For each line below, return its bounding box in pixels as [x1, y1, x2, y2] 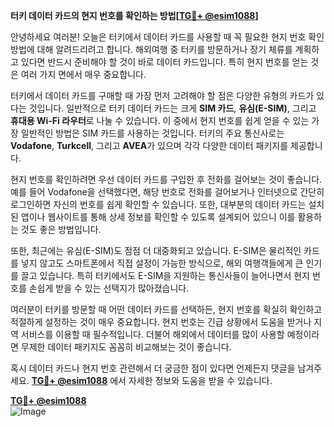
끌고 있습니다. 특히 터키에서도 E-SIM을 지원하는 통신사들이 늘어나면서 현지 [20, 270, 310, 281]
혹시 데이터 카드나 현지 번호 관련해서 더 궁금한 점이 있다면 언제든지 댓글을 [10, 362, 296, 374]
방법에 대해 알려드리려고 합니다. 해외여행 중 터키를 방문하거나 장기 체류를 [10, 44, 293, 55]
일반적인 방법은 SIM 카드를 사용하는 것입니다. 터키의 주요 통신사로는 [20, 127, 285, 139]
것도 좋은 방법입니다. [20, 224, 102, 235]
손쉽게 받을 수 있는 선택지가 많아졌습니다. [28, 282, 190, 294]
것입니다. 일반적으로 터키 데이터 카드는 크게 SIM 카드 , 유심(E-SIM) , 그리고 [28, 102, 317, 114]
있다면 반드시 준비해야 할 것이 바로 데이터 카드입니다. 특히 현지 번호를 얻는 [20, 56, 309, 68]
